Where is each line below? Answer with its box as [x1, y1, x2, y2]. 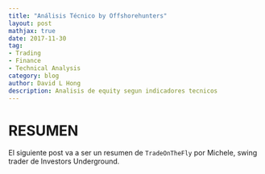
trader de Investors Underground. [8, 156, 120, 166]
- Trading [8, 49, 42, 57]
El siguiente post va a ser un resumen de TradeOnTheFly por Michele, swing [8, 148, 258, 158]
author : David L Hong [8, 79, 81, 87]
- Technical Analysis [8, 64, 81, 72]
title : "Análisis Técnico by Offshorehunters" [8, 11, 168, 20]
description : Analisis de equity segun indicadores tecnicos [8, 86, 218, 95]
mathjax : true [8, 27, 56, 35]
